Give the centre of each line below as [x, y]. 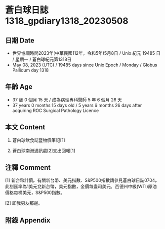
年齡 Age [19, 87]
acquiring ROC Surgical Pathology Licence [56, 110]
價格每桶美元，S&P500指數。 [35, 192]
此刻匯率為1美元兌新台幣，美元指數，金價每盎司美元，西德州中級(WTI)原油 [81, 187]
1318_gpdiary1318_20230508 [67, 21]
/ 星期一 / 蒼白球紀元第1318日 [42, 59]
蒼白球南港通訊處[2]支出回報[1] [44, 151]
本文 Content [25, 127]
